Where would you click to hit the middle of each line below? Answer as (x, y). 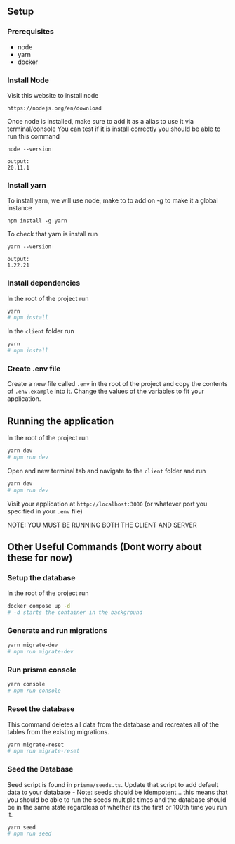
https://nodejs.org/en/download (54, 108)
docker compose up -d (39, 606)
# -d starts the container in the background (75, 613)
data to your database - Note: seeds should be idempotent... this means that (117, 792)
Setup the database (41, 578)
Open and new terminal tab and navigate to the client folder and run (107, 471)
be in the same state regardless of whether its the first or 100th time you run (117, 807)
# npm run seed (29, 834)
